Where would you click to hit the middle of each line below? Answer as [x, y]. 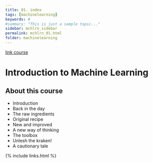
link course [17, 52]
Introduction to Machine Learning [77, 73]
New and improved [32, 124]
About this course [34, 91]
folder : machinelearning [31, 38]
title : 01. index [23, 10]
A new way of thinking [36, 130]
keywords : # [18, 19]
